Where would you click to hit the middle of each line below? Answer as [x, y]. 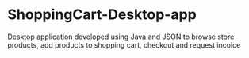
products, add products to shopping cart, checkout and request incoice [124, 44]
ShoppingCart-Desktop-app [102, 15]
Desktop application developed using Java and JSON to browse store [121, 37]
